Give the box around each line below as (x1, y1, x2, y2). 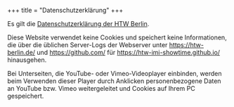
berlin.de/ (7, 49, 36, 56)
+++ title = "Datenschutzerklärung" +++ (7, 6, 124, 14)
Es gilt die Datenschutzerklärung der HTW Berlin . (7, 20, 150, 27)
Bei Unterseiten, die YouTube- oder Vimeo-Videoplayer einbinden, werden (7, 70, 222, 77)
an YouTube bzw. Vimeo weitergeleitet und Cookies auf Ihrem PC (7, 84, 195, 92)
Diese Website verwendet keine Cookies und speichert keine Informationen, (7, 33, 227, 42)
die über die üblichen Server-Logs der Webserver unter (7, 41, 168, 49)
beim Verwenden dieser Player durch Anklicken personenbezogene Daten (7, 77, 221, 85)
